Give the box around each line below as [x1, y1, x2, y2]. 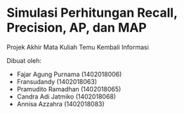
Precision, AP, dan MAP [6, 20, 147, 36]
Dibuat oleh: [6, 56, 41, 64]
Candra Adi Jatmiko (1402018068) [16, 92, 117, 101]
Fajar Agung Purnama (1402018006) [16, 70, 122, 78]
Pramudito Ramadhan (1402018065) [16, 85, 121, 93]
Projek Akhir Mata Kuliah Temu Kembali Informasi [6, 43, 149, 51]
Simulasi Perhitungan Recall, [6, 5, 178, 21]
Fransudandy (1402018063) [16, 77, 98, 85]
